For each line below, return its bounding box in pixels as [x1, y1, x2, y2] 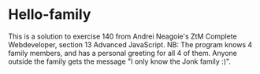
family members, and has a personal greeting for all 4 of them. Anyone [8, 48, 238, 57]
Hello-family [8, 6, 91, 24]
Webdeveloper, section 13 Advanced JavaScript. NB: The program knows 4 [8, 39, 253, 49]
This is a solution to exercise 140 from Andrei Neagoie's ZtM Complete [8, 31, 238, 41]
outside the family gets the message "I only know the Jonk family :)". [8, 57, 231, 66]
